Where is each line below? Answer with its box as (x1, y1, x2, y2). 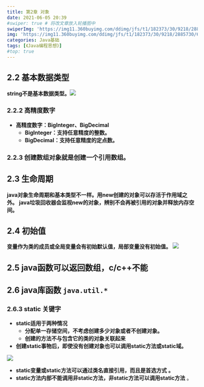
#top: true (7, 49, 35, 55)
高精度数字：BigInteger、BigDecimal (15, 121, 110, 128)
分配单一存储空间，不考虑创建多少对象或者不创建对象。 (24, 327, 163, 335)
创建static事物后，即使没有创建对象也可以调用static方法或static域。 (15, 343, 187, 350)
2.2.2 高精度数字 (7, 106, 56, 115)
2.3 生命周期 (7, 174, 54, 184)
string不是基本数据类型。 (7, 89, 70, 97)
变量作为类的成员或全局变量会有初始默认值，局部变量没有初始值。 (7, 243, 171, 250)
